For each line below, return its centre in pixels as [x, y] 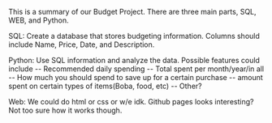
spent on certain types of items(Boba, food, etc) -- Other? [105, 86]
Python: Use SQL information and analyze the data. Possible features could [134, 60]
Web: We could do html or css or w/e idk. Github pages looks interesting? [131, 102]
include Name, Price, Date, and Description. [82, 45]
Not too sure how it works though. [65, 110]
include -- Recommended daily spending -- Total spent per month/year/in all [136, 69]
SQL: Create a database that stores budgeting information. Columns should [134, 36]
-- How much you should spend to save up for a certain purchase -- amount [136, 77]
